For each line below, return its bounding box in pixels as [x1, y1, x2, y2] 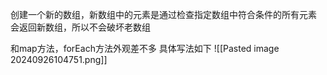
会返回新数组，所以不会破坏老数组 [10, 21, 151, 33]
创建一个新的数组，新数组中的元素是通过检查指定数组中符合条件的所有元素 [10, 9, 317, 20]
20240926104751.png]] [10, 54, 108, 65]
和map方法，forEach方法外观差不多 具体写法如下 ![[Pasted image [10, 43, 280, 54]
